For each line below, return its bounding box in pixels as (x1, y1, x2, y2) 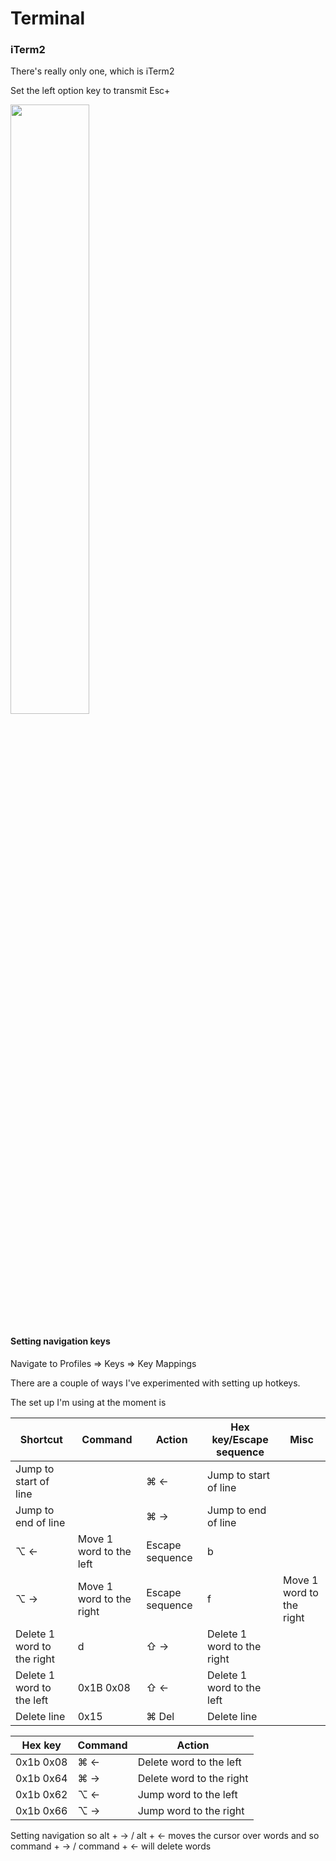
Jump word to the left (137, 1787, 238, 1801)
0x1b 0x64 (15, 1771, 68, 1785)
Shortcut (19, 1432, 63, 1446)
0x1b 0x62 (15, 1787, 68, 1801)
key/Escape (211, 1432, 269, 1446)
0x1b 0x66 (15, 1803, 68, 1817)
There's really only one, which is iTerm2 (10, 65, 175, 77)
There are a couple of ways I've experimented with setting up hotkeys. (10, 1377, 301, 1389)
